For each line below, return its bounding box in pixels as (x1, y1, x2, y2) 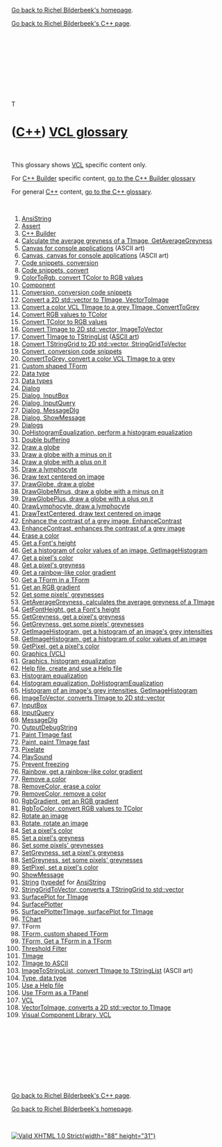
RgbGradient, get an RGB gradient (21, 797, 119, 805)
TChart (21, 915, 42, 923)
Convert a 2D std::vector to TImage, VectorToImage (21, 295, 169, 304)
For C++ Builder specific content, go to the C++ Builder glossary (11, 173, 196, 182)
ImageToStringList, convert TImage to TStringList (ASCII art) (21, 966, 194, 974)
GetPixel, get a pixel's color (21, 642, 100, 650)
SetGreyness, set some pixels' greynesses (21, 856, 143, 864)
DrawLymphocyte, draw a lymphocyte (21, 502, 130, 510)
